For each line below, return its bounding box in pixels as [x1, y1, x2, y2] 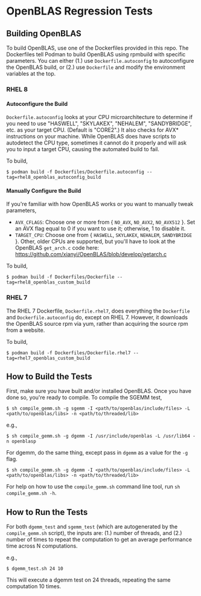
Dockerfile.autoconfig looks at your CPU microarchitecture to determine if [6, 114, 193, 121]
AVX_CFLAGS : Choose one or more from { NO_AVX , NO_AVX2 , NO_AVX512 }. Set [14, 219, 196, 226]
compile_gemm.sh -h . [6, 490, 57, 497]
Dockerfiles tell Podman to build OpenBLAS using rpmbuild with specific [6, 51, 186, 58]
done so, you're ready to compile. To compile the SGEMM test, [6, 394, 162, 401]
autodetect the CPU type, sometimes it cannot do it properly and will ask [6, 139, 187, 146]
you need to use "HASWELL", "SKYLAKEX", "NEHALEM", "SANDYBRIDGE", [6, 120, 192, 128]
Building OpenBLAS [6, 28, 81, 39]
